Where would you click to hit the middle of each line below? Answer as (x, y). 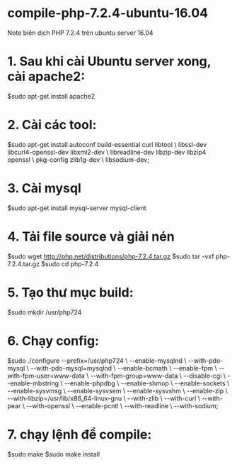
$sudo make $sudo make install (54, 454)
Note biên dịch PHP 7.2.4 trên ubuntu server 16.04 (80, 33)
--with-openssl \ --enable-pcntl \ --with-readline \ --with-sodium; (122, 405)
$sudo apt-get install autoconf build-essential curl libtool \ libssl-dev (107, 144)
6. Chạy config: (53, 340)
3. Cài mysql (44, 188)
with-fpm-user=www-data (46, 376)
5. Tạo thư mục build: (70, 292)
